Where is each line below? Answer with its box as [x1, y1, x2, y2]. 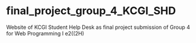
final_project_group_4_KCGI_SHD [6, 4, 176, 18]
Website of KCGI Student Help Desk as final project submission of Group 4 [6, 24, 191, 31]
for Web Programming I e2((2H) [6, 29, 85, 37]
